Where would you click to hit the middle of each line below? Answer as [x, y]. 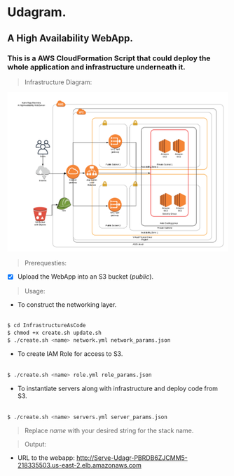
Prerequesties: [46, 263]
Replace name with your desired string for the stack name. [109, 430]
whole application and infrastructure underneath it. [96, 67]
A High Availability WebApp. [70, 38]
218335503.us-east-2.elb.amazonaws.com [80, 465]
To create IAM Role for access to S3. [70, 354]
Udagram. [37, 12]
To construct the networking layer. [67, 304]
